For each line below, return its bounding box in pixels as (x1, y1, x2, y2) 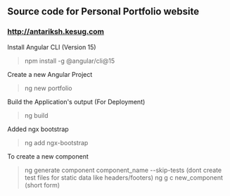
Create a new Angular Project (7, 70, 93, 78)
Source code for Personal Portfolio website (7, 6, 199, 18)
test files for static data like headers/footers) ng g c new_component (24, 173, 224, 182)
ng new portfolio (24, 84, 72, 92)
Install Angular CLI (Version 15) (7, 42, 96, 51)
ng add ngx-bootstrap (24, 138, 89, 147)
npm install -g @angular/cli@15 (24, 56, 115, 65)
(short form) (24, 180, 60, 189)
